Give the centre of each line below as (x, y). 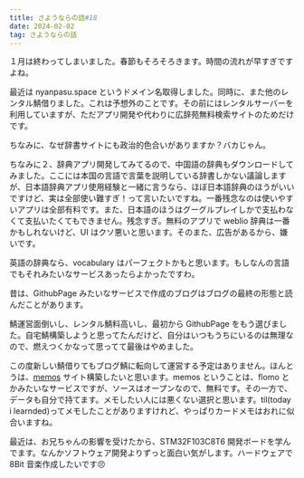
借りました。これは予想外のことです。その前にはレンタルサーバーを (167, 103)
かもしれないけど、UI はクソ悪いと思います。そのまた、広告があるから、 (145, 233)
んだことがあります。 (49, 305)
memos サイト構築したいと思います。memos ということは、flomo (157, 378)
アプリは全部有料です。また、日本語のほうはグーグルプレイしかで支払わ (152, 210)
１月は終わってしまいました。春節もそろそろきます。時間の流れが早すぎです (152, 62)
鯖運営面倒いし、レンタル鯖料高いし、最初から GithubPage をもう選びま (144, 324)
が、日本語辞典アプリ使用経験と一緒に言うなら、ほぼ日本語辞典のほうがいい (152, 187)
